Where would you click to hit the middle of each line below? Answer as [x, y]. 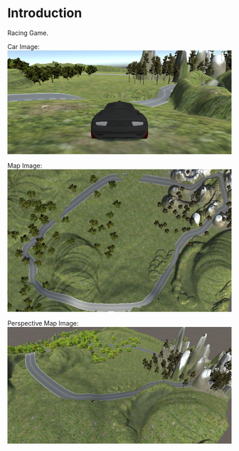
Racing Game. [28, 33]
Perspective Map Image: [43, 323]
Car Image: [23, 46]
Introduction [45, 13]
